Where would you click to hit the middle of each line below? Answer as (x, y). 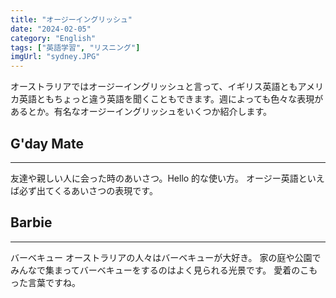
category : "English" (53, 38)
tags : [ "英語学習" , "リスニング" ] (75, 47)
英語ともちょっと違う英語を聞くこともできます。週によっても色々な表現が (171, 99)
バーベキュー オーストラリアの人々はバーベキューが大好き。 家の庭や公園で (166, 257)
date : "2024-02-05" (51, 29)
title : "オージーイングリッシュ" (71, 19)
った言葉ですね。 (45, 282)
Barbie (31, 222)
